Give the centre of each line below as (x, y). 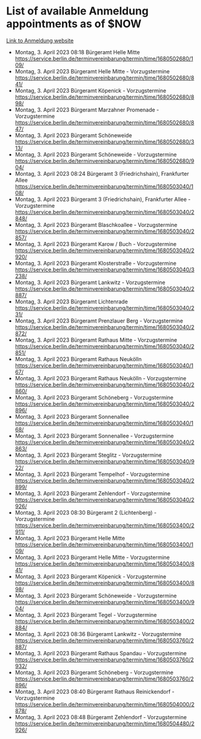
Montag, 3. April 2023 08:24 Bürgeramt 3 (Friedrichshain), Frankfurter (102, 173)
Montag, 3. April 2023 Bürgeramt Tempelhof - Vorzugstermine (92, 474)
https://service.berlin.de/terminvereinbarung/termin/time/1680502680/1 (104, 58)
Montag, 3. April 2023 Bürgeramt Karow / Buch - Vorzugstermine (96, 244)
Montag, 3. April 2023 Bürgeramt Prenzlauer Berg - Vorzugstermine (99, 321)
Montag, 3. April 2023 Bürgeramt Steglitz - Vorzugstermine (88, 455)
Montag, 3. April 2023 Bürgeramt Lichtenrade (71, 301)
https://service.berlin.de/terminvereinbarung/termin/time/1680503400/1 (104, 544)
